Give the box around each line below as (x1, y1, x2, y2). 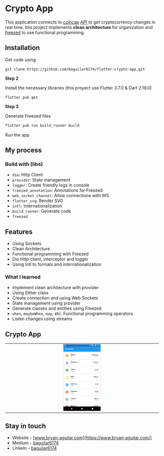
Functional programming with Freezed (12, 251, 89, 257)
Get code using (5, 57, 36, 63)
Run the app (5, 132, 30, 137)
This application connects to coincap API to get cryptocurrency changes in (5, 19, 156, 25)
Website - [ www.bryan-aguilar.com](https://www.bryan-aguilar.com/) (12, 435, 152, 441)
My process (5, 146, 42, 155)
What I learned (5, 274, 41, 280)
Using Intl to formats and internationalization (12, 261, 102, 267)
